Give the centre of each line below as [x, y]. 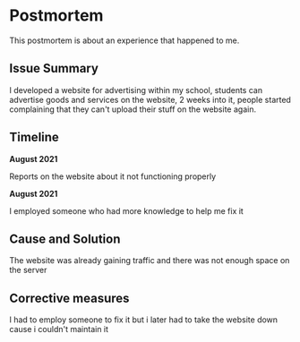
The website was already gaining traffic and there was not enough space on [150, 261]
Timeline [34, 137]
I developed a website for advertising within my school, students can [136, 90]
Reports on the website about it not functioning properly [113, 176]
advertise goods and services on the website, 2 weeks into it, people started [150, 99]
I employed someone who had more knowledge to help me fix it [126, 210]
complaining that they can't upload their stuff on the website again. [133, 109]
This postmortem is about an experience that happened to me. [124, 40]
